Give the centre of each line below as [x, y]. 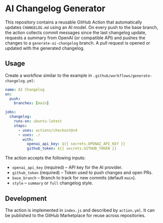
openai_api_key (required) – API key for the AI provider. [67, 168]
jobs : [10, 112]
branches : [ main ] [31, 103]
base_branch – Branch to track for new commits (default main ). [74, 178]
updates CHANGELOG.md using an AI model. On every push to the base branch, [82, 27]
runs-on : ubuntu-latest [38, 121]
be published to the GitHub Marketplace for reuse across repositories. [75, 215]
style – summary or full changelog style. [52, 183]
